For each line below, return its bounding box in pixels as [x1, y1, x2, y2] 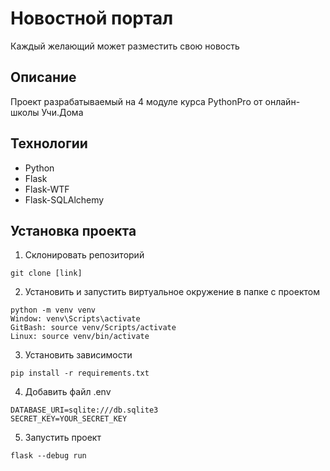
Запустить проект [24, 432, 102, 444]
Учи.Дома [41, 106, 84, 118]
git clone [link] [10, 268, 83, 279]
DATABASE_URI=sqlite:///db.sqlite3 [10, 405, 159, 416]
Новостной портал [10, 7, 174, 30]
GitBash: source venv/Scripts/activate [10, 323, 177, 333]
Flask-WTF [24, 183, 70, 195]
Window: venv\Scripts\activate [10, 314, 141, 324]
